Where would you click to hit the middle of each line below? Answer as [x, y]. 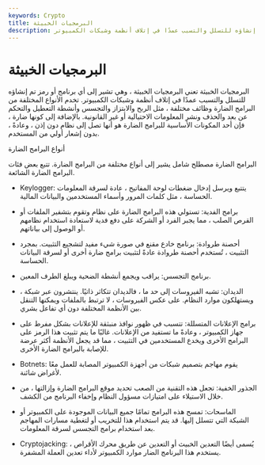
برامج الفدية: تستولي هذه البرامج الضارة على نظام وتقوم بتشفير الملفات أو [129, 212]
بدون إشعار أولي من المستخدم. [54, 133]
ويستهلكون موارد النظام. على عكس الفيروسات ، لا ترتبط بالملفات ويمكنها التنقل [136, 300]
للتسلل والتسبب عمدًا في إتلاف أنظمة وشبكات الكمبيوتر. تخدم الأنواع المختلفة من [127, 100]
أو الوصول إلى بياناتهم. [52, 229]
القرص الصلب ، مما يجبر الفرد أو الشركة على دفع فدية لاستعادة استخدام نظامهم [136, 220]
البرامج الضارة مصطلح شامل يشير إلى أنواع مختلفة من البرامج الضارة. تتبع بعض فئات [132, 164]
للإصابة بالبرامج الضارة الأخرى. [64, 349]
